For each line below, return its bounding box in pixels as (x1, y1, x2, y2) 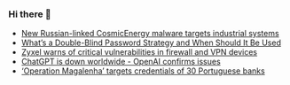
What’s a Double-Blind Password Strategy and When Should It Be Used (20, 37, 281, 48)
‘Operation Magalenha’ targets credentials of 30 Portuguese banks (20, 66, 265, 76)
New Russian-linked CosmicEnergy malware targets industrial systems (20, 28, 280, 39)
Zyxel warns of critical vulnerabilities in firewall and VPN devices (20, 47, 258, 58)
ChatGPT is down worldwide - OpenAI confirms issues (20, 57, 221, 67)
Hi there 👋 (8, 8, 52, 20)
